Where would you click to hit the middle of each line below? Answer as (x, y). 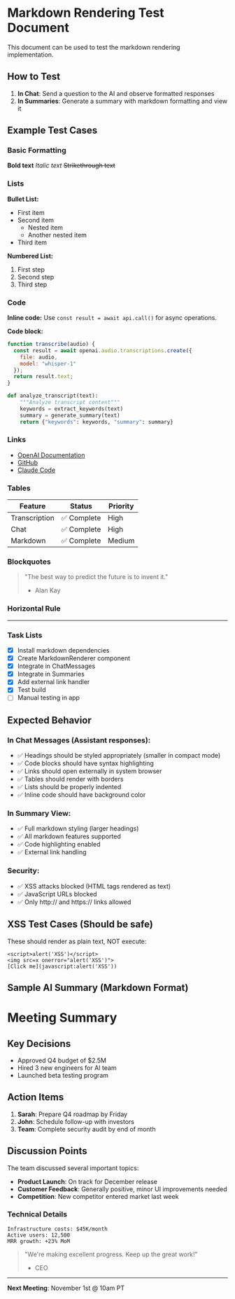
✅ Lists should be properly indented (69, 787)
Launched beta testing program (63, 1075)
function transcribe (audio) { (51, 345)
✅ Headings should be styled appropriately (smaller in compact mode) (119, 756)
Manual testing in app (49, 697)
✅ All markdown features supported (69, 836)
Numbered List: (30, 256)
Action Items (36, 1097)
